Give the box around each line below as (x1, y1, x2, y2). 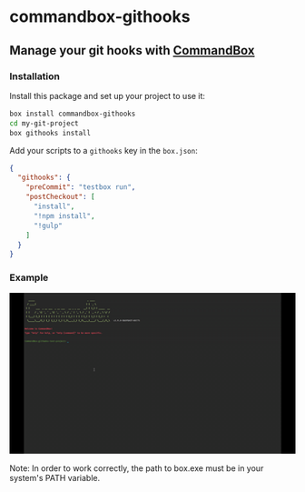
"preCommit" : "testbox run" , (25, 183, 136, 192)
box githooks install (9, 128, 92, 137)
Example (9, 271, 49, 284)
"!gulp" (33, 221, 64, 230)
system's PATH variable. (9, 473, 101, 484)
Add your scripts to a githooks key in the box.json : (9, 145, 198, 156)
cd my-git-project (9, 118, 79, 128)
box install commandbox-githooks (9, 109, 136, 118)
